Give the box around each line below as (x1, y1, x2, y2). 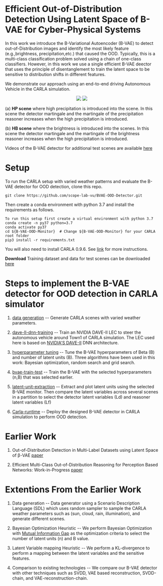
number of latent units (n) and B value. (12, 535, 90, 541)
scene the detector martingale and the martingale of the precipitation (5, 111, 144, 117)
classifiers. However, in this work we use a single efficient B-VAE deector (5, 61, 152, 67)
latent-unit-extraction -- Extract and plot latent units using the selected (12, 384, 154, 389)
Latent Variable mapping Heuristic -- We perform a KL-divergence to (12, 545, 150, 551)
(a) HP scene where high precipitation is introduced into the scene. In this (5, 105, 153, 111)
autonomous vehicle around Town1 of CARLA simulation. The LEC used (12, 334, 155, 340)
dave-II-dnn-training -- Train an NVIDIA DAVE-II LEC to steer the (12, 329, 141, 335)
